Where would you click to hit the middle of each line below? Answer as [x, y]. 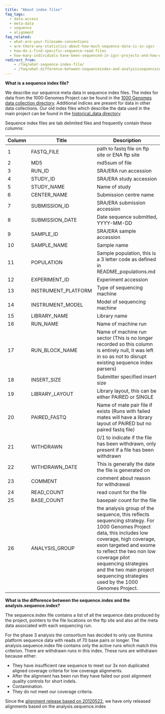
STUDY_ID [43, 179]
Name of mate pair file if [124, 405]
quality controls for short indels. [44, 681]
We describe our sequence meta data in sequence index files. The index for [82, 92]
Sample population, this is [126, 253]
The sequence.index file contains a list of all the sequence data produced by [82, 615]
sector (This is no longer [125, 338]
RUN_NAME [45, 324]
